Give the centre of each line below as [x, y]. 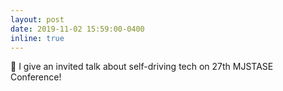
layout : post [37, 19]
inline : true [37, 38]
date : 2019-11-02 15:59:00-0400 [77, 29]
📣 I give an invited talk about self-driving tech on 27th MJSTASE [142, 67]
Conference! [36, 77]
